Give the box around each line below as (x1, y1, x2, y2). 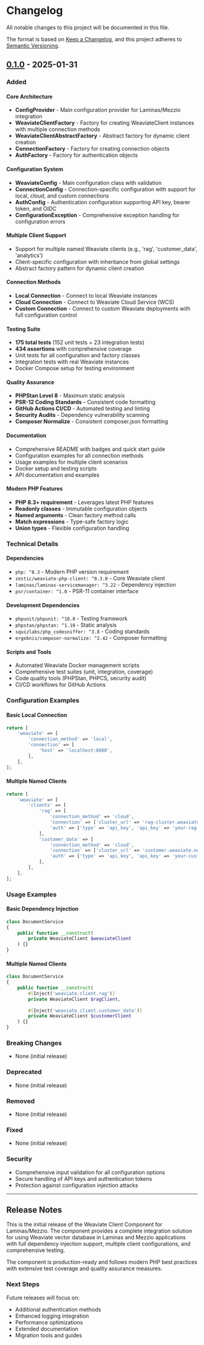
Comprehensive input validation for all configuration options (15, 1168, 165, 1176)
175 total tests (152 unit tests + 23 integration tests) (15, 339, 144, 346)
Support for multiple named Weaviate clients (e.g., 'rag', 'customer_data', (15, 245, 198, 252)
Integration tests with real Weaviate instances (15, 358, 129, 365)
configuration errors (15, 218, 66, 225)
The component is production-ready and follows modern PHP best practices (6, 1259, 198, 1266)
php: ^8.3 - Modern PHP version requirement (15, 568, 129, 575)
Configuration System (6, 165, 64, 173)
